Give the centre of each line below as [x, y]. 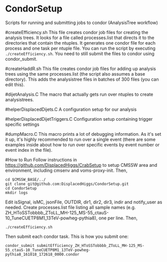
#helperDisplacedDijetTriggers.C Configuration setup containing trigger [79, 119]
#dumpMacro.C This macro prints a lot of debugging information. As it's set [83, 134]
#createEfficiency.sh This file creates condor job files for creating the [77, 32]
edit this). [15, 84]
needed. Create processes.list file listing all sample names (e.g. [70, 207]
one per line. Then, [118, 218]
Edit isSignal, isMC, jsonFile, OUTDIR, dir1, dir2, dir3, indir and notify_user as [84, 202]
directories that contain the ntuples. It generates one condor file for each [80, 43]
